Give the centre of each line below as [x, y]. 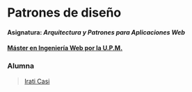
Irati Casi [37, 81]
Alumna [21, 66]
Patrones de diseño [64, 13]
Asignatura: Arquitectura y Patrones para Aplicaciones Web [96, 32]
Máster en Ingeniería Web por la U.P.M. [65, 48]
